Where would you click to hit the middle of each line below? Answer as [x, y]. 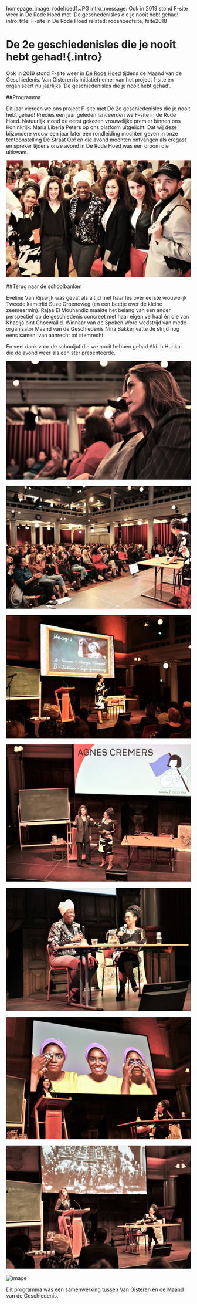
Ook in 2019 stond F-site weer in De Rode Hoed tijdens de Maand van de [94, 73]
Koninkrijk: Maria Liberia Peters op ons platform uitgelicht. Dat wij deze [91, 127]
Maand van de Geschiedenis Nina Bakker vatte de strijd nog [107, 328]
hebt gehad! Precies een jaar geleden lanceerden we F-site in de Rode [91, 114]
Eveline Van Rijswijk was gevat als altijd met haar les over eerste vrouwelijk [97, 297]
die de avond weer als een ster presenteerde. [61, 353]
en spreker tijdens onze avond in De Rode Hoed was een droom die [87, 145]
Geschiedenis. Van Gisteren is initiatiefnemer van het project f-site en [90, 79]
